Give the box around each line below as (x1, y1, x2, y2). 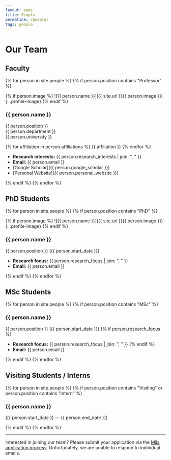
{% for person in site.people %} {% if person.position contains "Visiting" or (5, 384, 163, 391)
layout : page (5, 7, 33, 13)
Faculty (5, 64, 30, 73)
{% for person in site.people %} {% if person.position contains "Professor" (5, 78, 162, 84)
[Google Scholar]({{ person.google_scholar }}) (12, 164, 110, 170)
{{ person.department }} (5, 128, 56, 134)
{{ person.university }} (5, 133, 52, 140)
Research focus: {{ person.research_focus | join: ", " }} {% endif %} (12, 341, 155, 347)
